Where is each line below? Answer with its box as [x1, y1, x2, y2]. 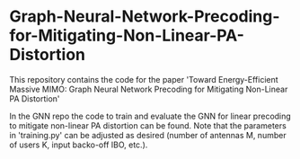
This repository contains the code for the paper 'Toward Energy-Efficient [9, 74, 278, 84]
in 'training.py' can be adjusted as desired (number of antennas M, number [9, 129, 287, 140]
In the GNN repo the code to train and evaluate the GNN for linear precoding [9, 110, 292, 121]
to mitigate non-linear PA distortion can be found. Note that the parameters [9, 119, 287, 131]
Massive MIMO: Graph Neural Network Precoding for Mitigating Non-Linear [9, 84, 288, 94]
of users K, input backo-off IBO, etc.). [9, 139, 148, 150]
